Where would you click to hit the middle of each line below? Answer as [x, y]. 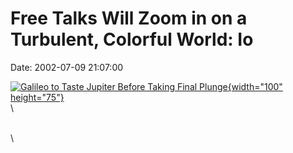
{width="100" [255, 86]
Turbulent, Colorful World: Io [132, 39]
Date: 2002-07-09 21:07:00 [67, 67]
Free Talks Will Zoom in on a [129, 18]
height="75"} [37, 97]
